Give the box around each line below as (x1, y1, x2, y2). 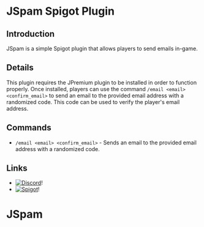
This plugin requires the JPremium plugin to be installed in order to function (6, 78, 197, 86)
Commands (6, 122, 52, 133)
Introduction (6, 29, 55, 39)
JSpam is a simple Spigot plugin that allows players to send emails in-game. (6, 45, 198, 52)
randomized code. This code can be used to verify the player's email (6, 98, 180, 105)
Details (6, 62, 34, 73)
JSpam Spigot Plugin (6, 4, 115, 18)
